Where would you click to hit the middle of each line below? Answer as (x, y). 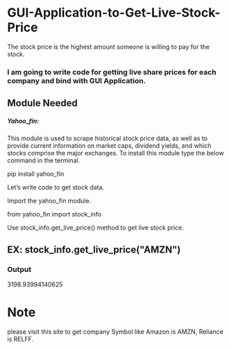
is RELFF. (20, 339)
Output (19, 269)
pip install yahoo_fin (36, 174)
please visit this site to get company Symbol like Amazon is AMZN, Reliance (115, 332)
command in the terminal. (44, 160)
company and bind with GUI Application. (77, 80)
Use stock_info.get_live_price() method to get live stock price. (95, 228)
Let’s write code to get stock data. (56, 187)
